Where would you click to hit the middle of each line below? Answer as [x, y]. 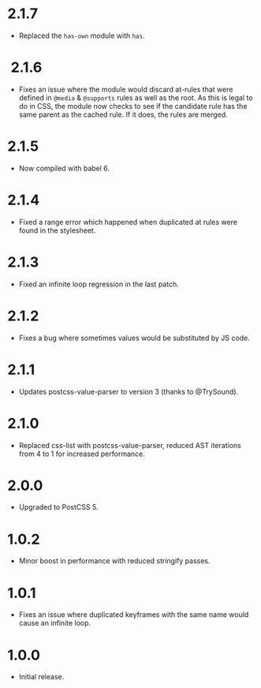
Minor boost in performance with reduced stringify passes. [114, 561]
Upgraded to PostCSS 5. [58, 507]
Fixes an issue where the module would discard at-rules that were [126, 89]
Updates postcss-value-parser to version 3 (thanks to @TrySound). [129, 391]
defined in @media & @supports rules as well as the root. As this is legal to [136, 97]
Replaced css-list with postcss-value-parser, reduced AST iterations [130, 445]
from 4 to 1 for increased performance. [82, 454]
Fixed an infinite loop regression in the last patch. [99, 284]
